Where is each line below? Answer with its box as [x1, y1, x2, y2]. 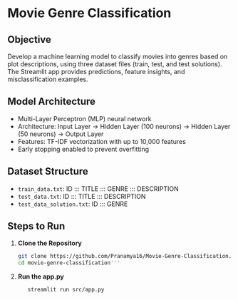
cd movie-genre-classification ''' [17, 259, 120, 267]
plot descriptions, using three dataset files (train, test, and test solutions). [7, 60, 222, 68]
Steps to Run [7, 220, 66, 232]
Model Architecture [7, 95, 96, 108]
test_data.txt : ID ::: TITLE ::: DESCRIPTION [17, 192, 146, 200]
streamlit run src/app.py [27, 286, 105, 294]
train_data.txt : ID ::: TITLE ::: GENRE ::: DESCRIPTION [17, 184, 180, 193]
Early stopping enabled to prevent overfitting [17, 145, 150, 153]
